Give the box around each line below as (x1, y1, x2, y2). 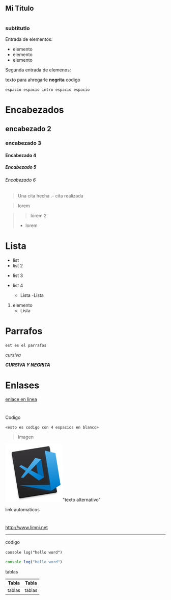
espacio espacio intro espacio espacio (5, 87, 90, 92)
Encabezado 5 (5, 164, 37, 170)
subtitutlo (5, 24, 30, 32)
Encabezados (5, 104, 65, 116)
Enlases (5, 380, 40, 391)
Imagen (17, 434, 34, 440)
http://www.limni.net (5, 524, 48, 530)
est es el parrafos (5, 343, 47, 348)
